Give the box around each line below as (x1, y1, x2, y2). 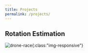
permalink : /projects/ (5, 12, 50, 17)
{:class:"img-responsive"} (32, 42, 84, 49)
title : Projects (5, 7, 38, 12)
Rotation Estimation (5, 30, 65, 38)
